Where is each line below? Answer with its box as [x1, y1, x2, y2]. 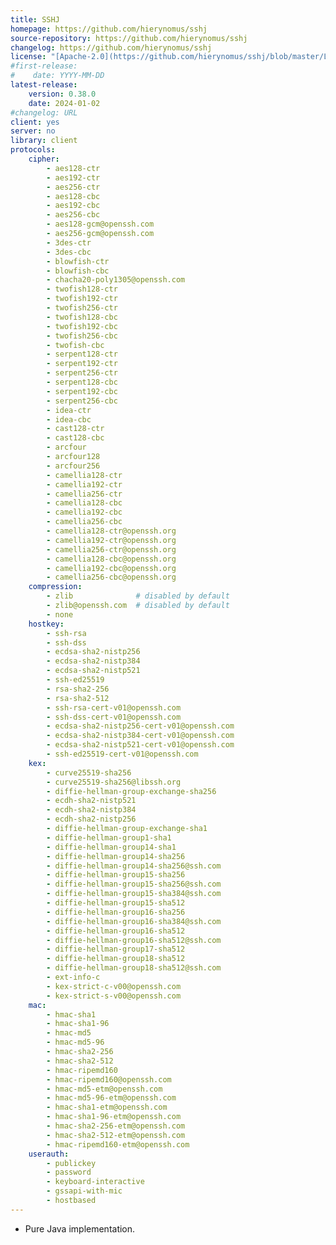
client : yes [10, 117, 60, 127]
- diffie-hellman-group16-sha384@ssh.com [46, 916, 222, 926]
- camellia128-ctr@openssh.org [46, 526, 177, 536]
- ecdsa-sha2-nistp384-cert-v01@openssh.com [46, 731, 235, 741]
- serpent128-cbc [46, 377, 118, 387]
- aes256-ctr [46, 182, 101, 192]
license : [10, 52, 47, 62]
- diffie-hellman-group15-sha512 [46, 898, 186, 908]
